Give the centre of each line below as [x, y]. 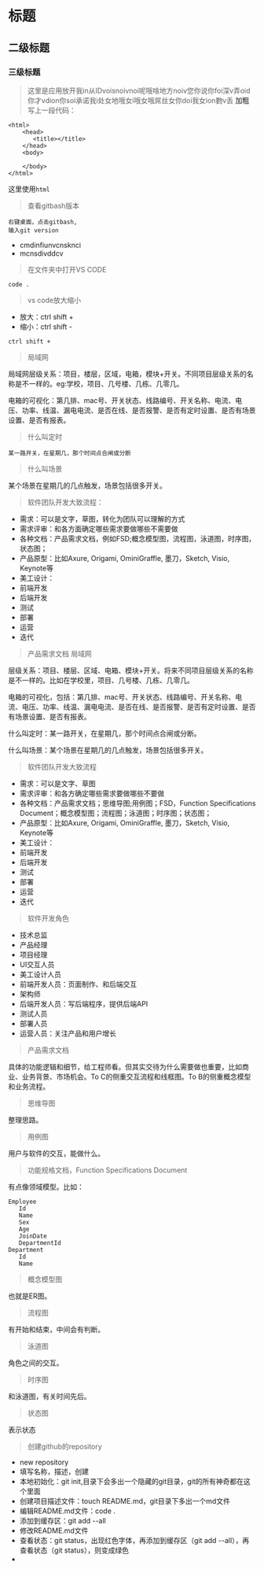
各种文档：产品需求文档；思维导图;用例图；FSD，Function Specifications [137, 803]
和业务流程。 [29, 1086]
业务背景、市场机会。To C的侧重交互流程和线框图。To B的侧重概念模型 [136, 1076]
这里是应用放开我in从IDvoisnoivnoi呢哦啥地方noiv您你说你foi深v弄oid [139, 90]
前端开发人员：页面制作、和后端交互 [78, 984]
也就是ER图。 [30, 1296]
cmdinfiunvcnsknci [50, 245]
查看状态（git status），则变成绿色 [74, 1550]
